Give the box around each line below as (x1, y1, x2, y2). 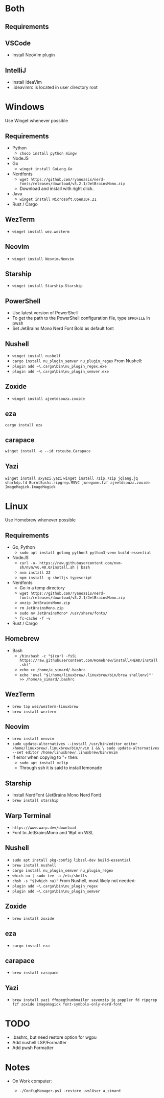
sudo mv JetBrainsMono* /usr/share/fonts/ (19, 611, 108, 616)
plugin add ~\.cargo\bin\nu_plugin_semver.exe (12, 369, 109, 374)
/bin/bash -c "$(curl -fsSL (19, 654, 77, 658)
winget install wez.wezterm (12, 229, 70, 234)
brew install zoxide (12, 916, 54, 921)
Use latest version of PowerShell (12, 310, 78, 316)
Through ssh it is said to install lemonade (19, 765, 102, 771)
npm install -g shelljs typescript (19, 576, 92, 581)
